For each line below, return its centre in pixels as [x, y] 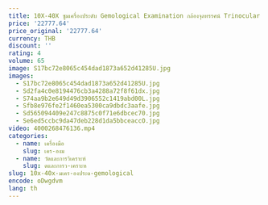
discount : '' [30, 46]
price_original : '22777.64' [56, 31]
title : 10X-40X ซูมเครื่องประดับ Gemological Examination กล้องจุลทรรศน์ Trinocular [134, 16]
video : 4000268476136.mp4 [52, 128]
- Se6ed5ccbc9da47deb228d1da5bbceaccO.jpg [88, 121]
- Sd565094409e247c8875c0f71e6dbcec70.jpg [88, 114]
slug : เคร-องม [44, 151]
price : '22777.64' [39, 23]
